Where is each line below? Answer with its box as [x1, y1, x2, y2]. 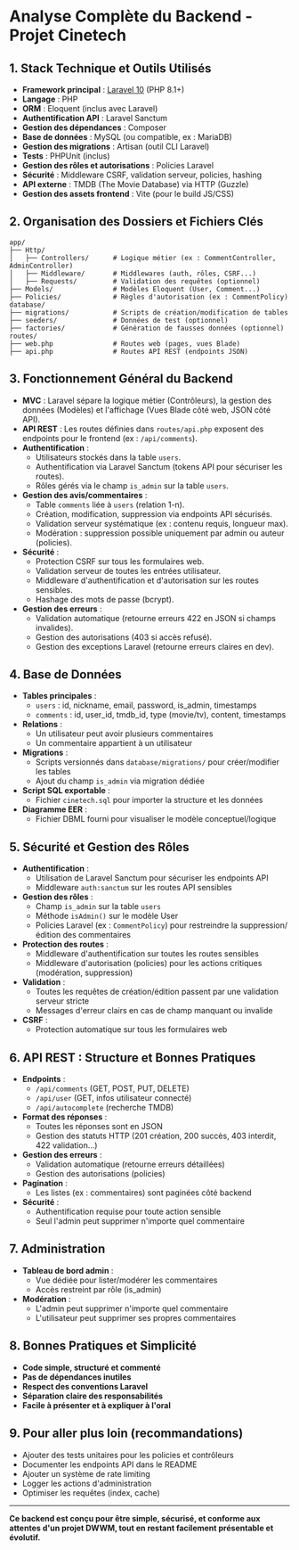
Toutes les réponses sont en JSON [35, 1121, 163, 1132]
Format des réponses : [21, 1111, 108, 1122]
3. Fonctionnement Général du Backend [9, 372, 234, 387]
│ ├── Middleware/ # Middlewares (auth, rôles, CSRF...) [9, 269, 256, 278]
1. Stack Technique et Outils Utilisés [9, 61, 212, 76]
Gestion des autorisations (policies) [35, 1169, 166, 1179]
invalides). [35, 622, 74, 633]
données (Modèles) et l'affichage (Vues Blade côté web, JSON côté [21, 404, 271, 415]
